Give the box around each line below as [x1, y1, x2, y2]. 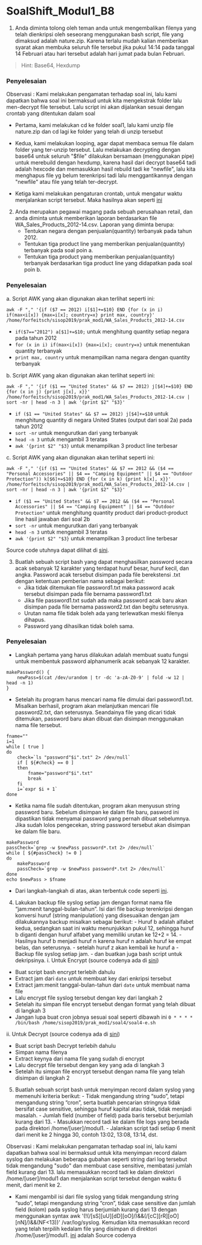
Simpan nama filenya [14, 1048, 68, 1056]
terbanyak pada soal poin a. [24, 247, 93, 254]
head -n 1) [6, 679, 34, 686]
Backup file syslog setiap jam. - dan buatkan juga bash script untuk [14, 950, 183, 957]
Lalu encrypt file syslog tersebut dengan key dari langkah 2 [14, 994, 163, 1001]
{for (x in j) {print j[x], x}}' [6, 388, 90, 394]
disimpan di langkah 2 [14, 1074, 70, 1081]
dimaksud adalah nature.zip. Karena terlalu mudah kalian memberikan [14, 37, 189, 44]
